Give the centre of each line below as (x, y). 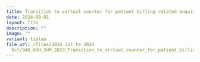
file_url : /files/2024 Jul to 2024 (50, 45)
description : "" (26, 28)
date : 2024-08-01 (28, 17)
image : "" (18, 34)
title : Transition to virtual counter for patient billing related (92, 12)
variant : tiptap (26, 39)
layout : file (22, 22)
